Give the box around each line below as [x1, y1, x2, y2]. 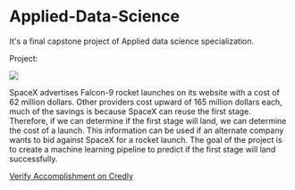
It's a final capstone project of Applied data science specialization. [9, 36, 255, 46]
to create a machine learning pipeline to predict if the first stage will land [9, 144, 276, 154]
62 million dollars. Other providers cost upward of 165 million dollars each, [9, 96, 283, 107]
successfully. [9, 153, 58, 164]
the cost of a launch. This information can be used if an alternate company [9, 125, 284, 136]
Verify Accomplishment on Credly [9, 170, 134, 181]
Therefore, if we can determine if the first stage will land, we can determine [9, 115, 287, 126]
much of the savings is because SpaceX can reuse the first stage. [9, 105, 252, 117]
